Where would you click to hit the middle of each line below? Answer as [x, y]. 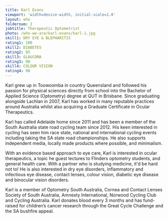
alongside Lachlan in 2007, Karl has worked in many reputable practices [80, 101]
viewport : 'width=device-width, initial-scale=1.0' [60, 15]
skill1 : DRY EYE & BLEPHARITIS [38, 38]
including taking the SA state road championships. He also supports [75, 138]
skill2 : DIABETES [23, 47]
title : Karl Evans [24, 10]
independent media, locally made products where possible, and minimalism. [84, 143]
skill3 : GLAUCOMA [23, 57]
